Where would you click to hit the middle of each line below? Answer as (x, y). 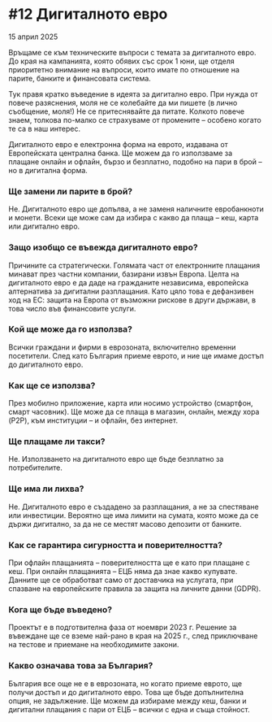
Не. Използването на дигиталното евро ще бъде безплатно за (116, 459)
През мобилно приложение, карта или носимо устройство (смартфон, (131, 403)
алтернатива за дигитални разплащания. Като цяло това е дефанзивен (131, 291)
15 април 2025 (33, 37)
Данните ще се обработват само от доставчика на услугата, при (121, 580)
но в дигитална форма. (48, 170)
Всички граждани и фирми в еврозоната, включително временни (122, 347)
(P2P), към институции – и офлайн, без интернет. (93, 420)
